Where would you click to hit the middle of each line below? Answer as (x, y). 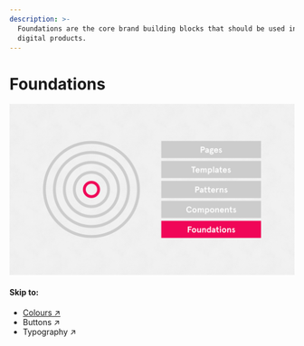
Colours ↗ (41, 313)
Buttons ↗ (41, 322)
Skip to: (24, 293)
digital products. (52, 38)
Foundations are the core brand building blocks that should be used (151, 28)
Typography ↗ (49, 332)
